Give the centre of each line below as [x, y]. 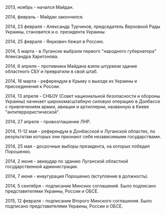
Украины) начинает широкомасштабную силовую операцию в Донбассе [83, 101]
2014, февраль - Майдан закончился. [44, 17]
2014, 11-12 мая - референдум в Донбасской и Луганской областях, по [80, 131]
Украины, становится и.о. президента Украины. [55, 32]
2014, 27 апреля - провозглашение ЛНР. [48, 121]
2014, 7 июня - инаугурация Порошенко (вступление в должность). [77, 176]
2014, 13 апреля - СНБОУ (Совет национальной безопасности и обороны [83, 96]
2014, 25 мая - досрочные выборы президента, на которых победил [78, 146]
